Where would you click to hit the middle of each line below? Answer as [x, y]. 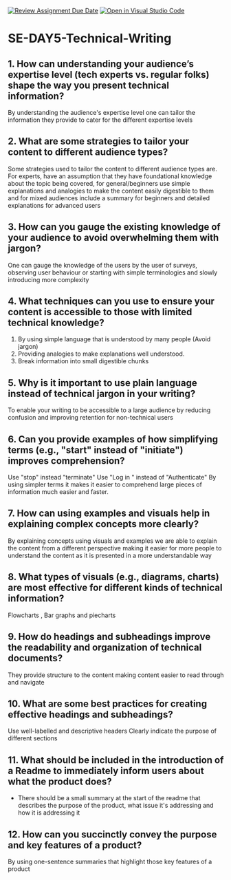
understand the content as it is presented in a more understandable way [110, 555]
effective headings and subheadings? [91, 715]
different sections [33, 738]
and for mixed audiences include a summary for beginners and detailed [109, 198]
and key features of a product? [75, 845]
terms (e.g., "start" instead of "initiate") [96, 450]
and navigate [26, 682]
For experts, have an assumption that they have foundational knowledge [110, 176]
